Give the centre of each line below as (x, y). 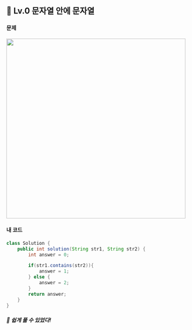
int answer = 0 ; (49, 255)
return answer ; (48, 294)
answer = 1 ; (54, 271)
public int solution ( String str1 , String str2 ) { (82, 249)
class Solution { (28, 243)
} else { (39, 277)
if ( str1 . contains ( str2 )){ (61, 266)
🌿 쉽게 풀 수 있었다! (29, 320)
